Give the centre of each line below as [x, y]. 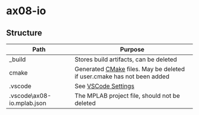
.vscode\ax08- [30, 96]
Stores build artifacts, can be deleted [126, 59]
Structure [24, 33]
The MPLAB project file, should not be [127, 96]
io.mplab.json [28, 103]
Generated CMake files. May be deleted [130, 69]
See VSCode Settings [104, 86]
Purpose [132, 49]
